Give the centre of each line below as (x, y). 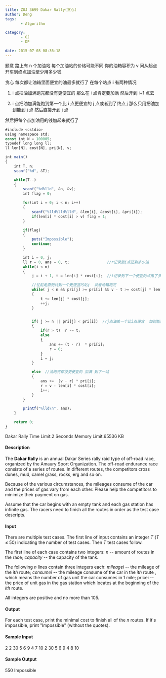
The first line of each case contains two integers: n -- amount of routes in (80, 552)
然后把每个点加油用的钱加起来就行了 (42, 120)
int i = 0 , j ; (37, 257)
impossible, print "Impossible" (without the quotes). (58, 625)
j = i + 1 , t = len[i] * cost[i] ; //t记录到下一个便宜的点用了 (95, 276)
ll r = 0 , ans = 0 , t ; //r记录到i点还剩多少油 (86, 262)
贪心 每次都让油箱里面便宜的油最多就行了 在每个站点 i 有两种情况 (71, 82)
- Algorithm (33, 24)
